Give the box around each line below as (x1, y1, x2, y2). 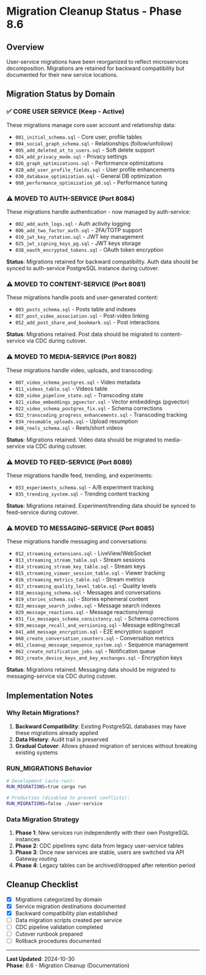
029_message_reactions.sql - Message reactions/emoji (15, 608, 154, 616)
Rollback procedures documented (15, 938, 101, 945)
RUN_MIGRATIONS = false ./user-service (6, 800, 103, 807)
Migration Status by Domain (6, 89, 115, 99)
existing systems (15, 748, 58, 756)
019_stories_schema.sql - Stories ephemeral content (15, 596, 148, 603)
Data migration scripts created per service (15, 916, 123, 923)
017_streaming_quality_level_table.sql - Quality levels (15, 582, 157, 590)
